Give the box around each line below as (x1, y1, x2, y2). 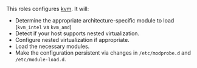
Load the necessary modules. (15, 42, 90, 50)
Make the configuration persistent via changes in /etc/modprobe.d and (15, 49, 192, 56)
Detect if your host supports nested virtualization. (15, 30, 140, 37)
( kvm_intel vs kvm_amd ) (15, 24, 72, 30)
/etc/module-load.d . (15, 56, 66, 63)
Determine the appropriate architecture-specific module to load (15, 17, 175, 24)
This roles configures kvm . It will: (6, 5, 89, 12)
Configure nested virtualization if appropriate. (15, 36, 130, 43)
